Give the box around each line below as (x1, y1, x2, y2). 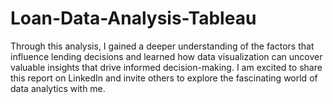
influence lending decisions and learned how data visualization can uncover (10, 50, 323, 62)
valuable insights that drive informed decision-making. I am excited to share (10, 61, 323, 73)
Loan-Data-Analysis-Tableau (10, 7, 257, 30)
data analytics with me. (10, 82, 106, 94)
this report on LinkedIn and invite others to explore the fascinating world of (10, 72, 318, 84)
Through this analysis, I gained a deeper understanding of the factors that (10, 40, 315, 52)
